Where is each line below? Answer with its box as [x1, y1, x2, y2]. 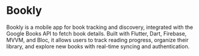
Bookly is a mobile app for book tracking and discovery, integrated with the [6, 23, 194, 31]
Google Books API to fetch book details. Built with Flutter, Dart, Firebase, [6, 30, 187, 37]
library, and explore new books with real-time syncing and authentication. [6, 43, 190, 50]
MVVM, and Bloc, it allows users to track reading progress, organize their [6, 36, 189, 43]
